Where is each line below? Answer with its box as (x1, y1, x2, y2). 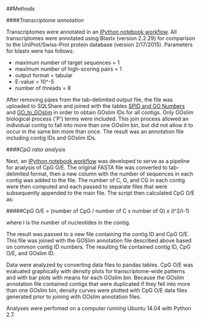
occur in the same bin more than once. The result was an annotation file (6, 128, 184, 135)
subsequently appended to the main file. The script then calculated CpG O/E (6, 189, 195, 197)
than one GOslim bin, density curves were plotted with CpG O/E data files (6, 287, 188, 294)
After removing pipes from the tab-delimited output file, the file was (6, 96, 173, 103)
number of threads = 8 (14, 84, 71, 92)
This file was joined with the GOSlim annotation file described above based (6, 237, 192, 244)
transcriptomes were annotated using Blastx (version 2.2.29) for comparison (6, 35, 196, 41)
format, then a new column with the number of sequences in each (30, 170, 193, 177)
